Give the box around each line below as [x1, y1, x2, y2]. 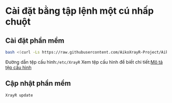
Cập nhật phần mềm [5, 79, 71, 88]
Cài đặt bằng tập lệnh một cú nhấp [5, 5, 154, 17]
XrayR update [5, 92, 33, 98]
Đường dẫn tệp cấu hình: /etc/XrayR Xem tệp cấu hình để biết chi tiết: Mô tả [5, 59, 163, 65]
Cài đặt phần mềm [5, 36, 64, 45]
